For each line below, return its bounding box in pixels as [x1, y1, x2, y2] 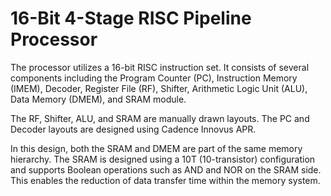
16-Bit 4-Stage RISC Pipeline [10, 7, 252, 30]
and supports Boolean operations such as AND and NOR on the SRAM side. [10, 163, 322, 176]
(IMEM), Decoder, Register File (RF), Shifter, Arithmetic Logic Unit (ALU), [10, 82, 308, 94]
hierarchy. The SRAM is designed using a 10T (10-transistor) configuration [10, 153, 316, 165]
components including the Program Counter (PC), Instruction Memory [10, 72, 298, 84]
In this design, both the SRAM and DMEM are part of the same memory [10, 142, 303, 154]
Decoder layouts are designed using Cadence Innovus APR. [10, 123, 257, 135]
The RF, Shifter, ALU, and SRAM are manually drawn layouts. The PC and [10, 112, 310, 124]
